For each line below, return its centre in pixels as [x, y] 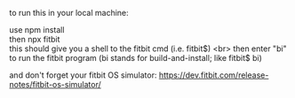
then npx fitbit [35, 39]
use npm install [37, 30]
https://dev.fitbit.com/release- [214, 75]
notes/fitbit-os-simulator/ [56, 84]
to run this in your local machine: [69, 13]
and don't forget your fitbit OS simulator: [83, 75]
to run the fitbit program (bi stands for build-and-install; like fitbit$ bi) [136, 58]
